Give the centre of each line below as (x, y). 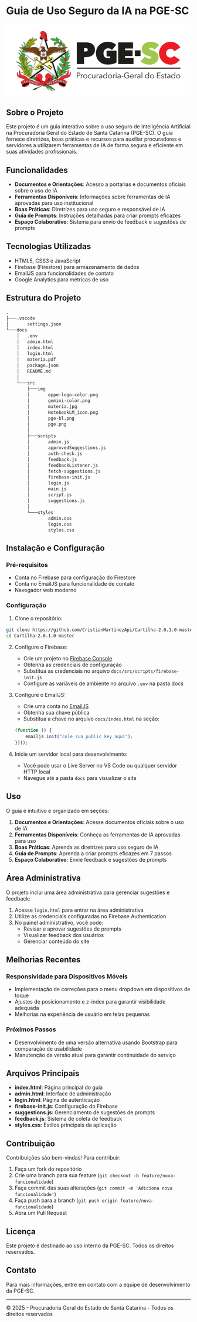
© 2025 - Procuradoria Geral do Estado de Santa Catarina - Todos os (90, 1307)
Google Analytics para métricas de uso (62, 279)
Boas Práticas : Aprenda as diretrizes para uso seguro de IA (86, 847)
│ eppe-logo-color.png (63, 395)
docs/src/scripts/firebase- (145, 672)
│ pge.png (47, 424)
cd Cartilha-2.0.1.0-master (40, 636)
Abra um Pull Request (41, 1213)
